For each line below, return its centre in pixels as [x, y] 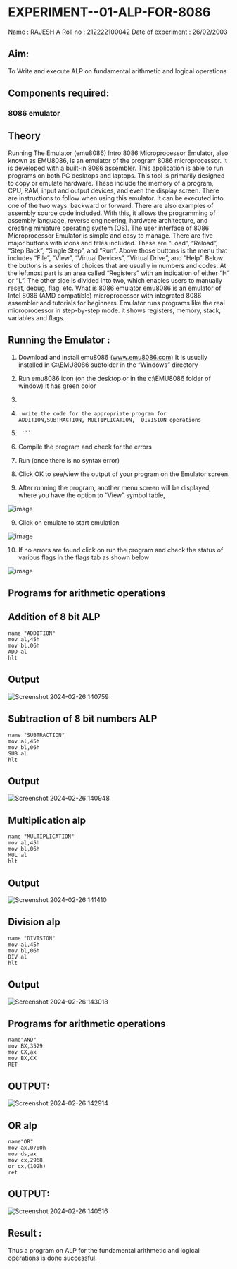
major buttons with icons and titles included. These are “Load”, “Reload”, [113, 243]
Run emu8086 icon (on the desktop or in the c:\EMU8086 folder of [115, 378]
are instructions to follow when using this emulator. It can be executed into [116, 198]
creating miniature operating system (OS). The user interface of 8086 [109, 228]
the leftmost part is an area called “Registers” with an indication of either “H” [119, 273]
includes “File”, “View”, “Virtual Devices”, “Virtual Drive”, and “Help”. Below [116, 257]
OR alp [23, 1125]
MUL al [18, 855]
